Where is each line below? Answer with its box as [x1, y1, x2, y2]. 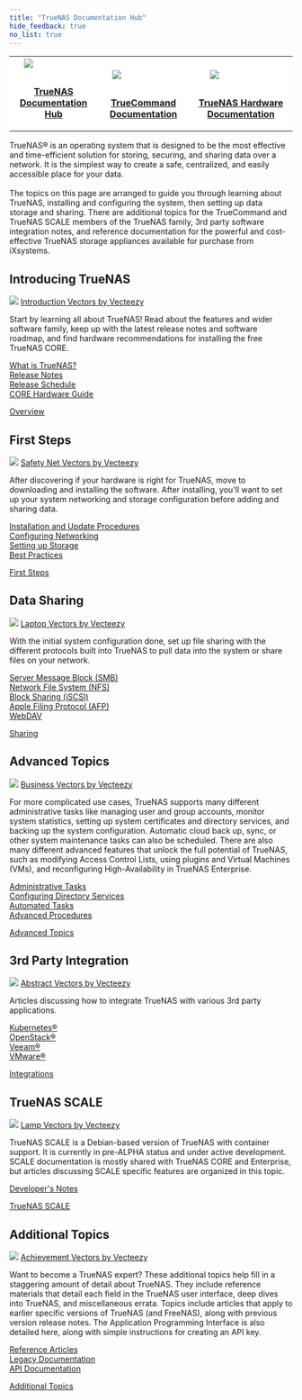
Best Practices [9, 550, 63, 560]
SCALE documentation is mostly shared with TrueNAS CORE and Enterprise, [9, 1156, 292, 1167]
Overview [9, 406, 45, 417]
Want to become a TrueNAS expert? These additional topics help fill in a [9, 1269, 276, 1280]
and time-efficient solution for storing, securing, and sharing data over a [9, 149, 277, 160]
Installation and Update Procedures [9, 521, 140, 531]
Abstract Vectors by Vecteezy [20, 978, 131, 989]
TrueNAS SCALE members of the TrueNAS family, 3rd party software [9, 217, 265, 228]
